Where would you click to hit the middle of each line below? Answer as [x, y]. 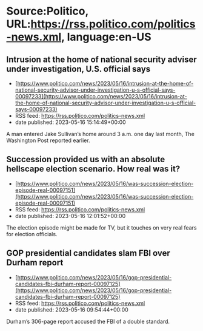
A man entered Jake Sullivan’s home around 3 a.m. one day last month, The [101, 134]
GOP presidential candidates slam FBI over [88, 253]
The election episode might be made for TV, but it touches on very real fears [101, 227]
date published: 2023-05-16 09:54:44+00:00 [72, 309]
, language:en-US [106, 37]
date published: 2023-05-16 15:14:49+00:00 [70, 122]
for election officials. [32, 234]
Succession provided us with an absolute [86, 159]
